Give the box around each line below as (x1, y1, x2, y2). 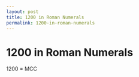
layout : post (6, 8, 39, 15)
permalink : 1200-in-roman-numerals (6, 20, 95, 26)
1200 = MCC (6, 65, 38, 72)
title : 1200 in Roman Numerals (6, 14, 84, 20)
